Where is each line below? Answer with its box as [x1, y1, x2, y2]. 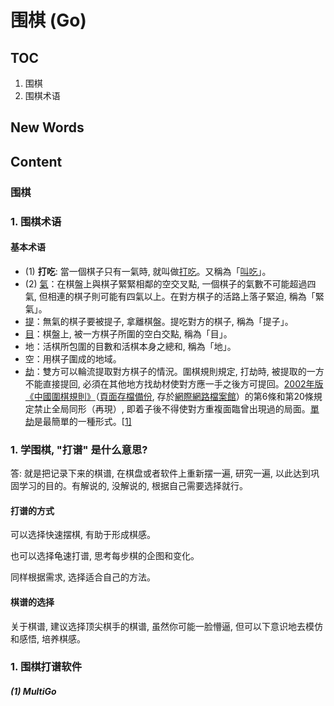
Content [10, 153, 63, 170]
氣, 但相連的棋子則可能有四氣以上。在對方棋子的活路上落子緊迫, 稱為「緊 [24, 290, 325, 302]
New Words [10, 119, 85, 136]
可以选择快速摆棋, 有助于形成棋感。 [10, 529, 156, 541]
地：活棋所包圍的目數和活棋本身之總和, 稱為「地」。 [24, 340, 237, 352]
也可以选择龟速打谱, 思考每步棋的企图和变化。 [10, 550, 200, 562]
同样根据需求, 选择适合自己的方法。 [10, 571, 156, 583]
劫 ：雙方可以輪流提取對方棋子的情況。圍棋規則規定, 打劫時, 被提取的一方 [24, 365, 325, 377]
